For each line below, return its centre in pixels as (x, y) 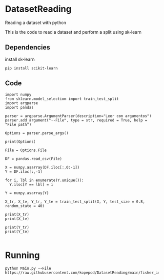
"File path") (18, 124)
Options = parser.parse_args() (37, 133)
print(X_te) (17, 219)
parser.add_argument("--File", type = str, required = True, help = (76, 120)
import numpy (18, 94)
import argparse (21, 103)
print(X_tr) (17, 214)
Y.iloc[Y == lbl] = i (31, 185)
